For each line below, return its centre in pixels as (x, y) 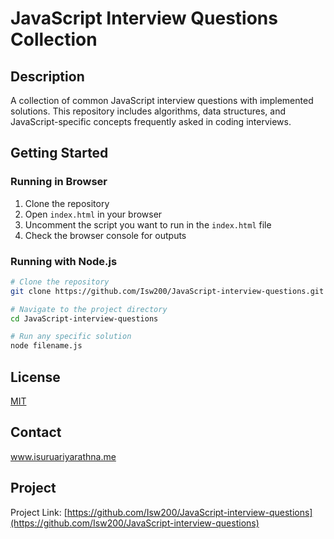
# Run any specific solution (71, 337)
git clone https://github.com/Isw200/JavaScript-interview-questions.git (167, 291)
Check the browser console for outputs (105, 235)
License (35, 377)
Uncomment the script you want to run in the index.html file (148, 224)
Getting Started (59, 153)
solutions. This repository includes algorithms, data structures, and (148, 111)
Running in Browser (59, 182)
